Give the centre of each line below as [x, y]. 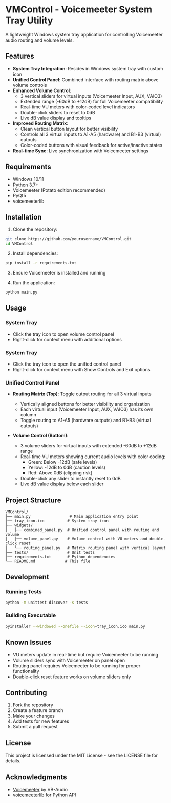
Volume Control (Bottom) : [40, 436]
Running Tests [24, 592]
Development [27, 577]
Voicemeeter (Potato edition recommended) [59, 190]
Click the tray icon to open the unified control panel [67, 364]
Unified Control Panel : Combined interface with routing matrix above [85, 79]
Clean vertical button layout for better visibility [69, 129]
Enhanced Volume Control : [42, 90]
